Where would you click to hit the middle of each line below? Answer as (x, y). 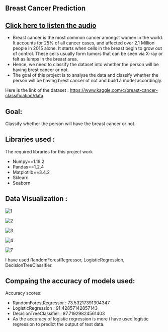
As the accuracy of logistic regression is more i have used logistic (80, 319)
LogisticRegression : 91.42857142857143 (55, 308)
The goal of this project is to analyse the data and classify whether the (86, 75)
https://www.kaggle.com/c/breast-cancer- (114, 90)
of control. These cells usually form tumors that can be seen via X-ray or (88, 54)
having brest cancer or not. (40, 70)
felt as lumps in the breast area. (45, 59)
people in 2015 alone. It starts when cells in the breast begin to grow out (87, 48)
